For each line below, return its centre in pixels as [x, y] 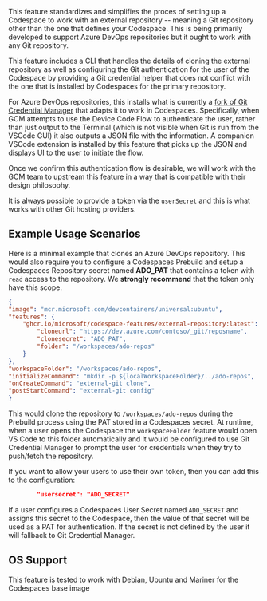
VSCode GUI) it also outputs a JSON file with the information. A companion [132, 136]
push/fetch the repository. [51, 456]
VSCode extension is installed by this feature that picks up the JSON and [128, 144]
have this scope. [35, 287]
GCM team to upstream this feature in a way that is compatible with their [127, 176]
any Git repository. [39, 45]
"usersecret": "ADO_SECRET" [83, 495]
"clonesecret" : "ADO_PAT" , [82, 339]
